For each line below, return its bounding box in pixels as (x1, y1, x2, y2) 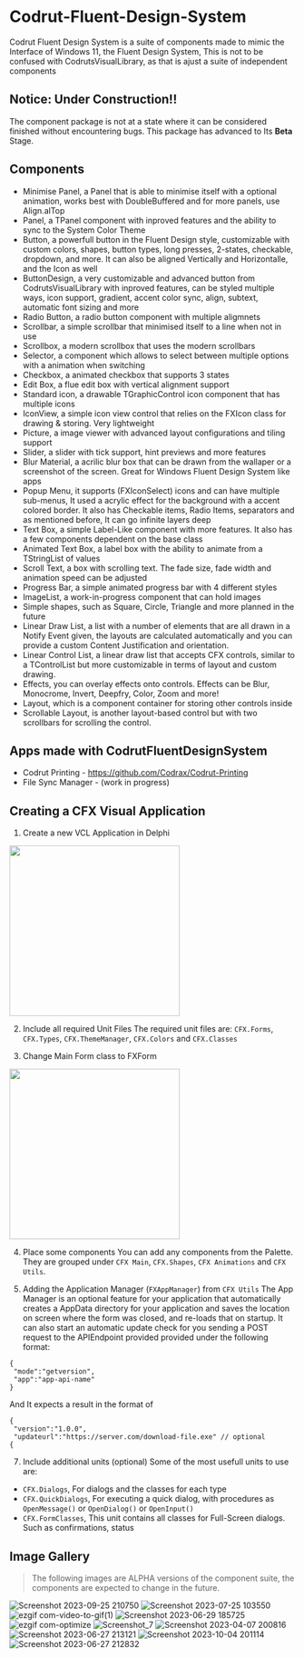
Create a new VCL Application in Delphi (22, 827, 171, 838)
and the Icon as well (22, 263, 98, 274)
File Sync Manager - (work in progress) (22, 777, 171, 788)
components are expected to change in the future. (31, 1583, 221, 1593)
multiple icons (22, 398, 75, 409)
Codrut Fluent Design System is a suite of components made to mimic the (9, 36, 285, 47)
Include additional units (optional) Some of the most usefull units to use (22, 1456, 289, 1467)
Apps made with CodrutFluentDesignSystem (9, 743, 268, 758)
